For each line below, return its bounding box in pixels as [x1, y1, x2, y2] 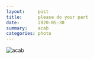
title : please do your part [6, 14, 89, 20]
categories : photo [6, 31, 51, 37]
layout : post [6, 8, 49, 15]
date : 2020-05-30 [6, 19, 65, 25]
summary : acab [6, 25, 49, 31]
